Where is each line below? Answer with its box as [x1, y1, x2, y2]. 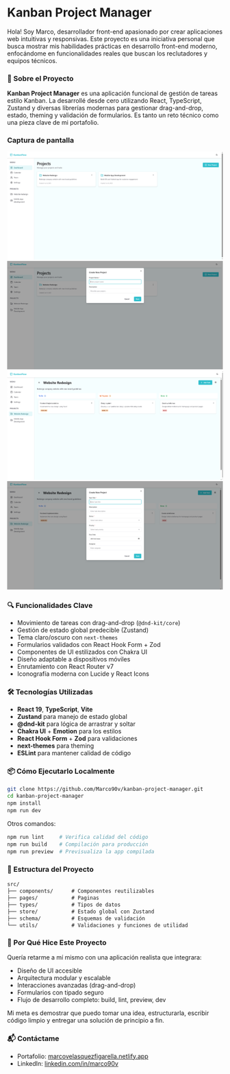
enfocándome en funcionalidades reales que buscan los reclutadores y [7, 49, 207, 58]
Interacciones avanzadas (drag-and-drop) [16, 981, 136, 990]
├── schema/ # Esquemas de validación [7, 915, 146, 922]
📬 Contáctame [7, 1034, 60, 1043]
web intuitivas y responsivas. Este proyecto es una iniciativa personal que [7, 34, 215, 42]
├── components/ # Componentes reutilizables [7, 888, 155, 894]
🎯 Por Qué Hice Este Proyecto [7, 938, 107, 947]
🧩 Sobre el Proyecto [7, 73, 74, 83]
